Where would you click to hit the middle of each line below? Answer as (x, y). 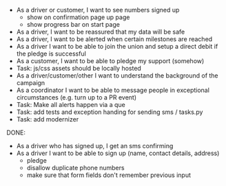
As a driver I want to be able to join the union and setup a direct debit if (117, 46)
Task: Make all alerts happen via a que (71, 105)
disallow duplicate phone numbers (75, 168)
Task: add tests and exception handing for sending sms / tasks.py (110, 112)
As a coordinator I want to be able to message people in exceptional (113, 90)
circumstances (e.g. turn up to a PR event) (76, 97)
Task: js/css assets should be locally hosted (79, 68)
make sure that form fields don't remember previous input (109, 175)
